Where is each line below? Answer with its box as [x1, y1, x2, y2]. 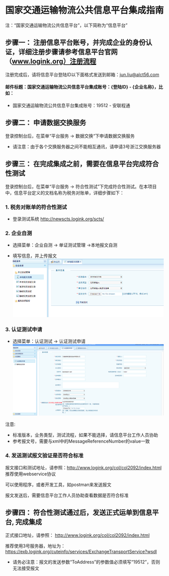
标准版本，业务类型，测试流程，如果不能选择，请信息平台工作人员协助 [12, 432, 158, 438]
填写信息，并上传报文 [12, 253, 57, 259]
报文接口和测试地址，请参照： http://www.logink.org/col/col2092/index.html [5, 464, 162, 470]
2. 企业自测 [5, 229, 32, 236]
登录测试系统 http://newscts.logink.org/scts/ [12, 216, 104, 222]
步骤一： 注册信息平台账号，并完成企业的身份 [5, 38, 146, 47]
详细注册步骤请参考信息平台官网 [18, 48, 118, 56]
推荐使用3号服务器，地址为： [5, 543, 65, 549]
